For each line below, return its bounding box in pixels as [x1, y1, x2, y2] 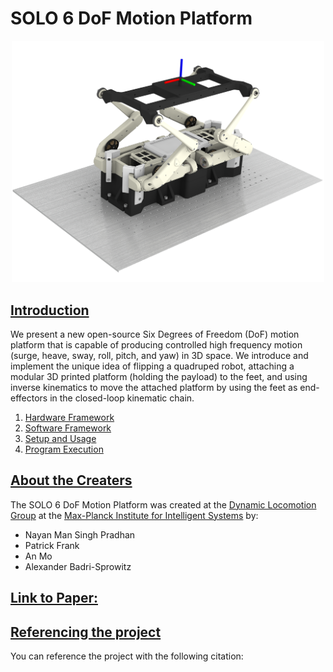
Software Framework [24, 422, 112, 434]
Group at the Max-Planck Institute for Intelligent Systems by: [10, 509, 259, 521]
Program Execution [24, 443, 104, 455]
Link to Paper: [10, 590, 98, 607]
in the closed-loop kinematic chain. [49, 392, 195, 404]
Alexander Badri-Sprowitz [24, 560, 132, 572]
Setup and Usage [24, 432, 97, 444]
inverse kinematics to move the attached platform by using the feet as [10, 381, 298, 393]
